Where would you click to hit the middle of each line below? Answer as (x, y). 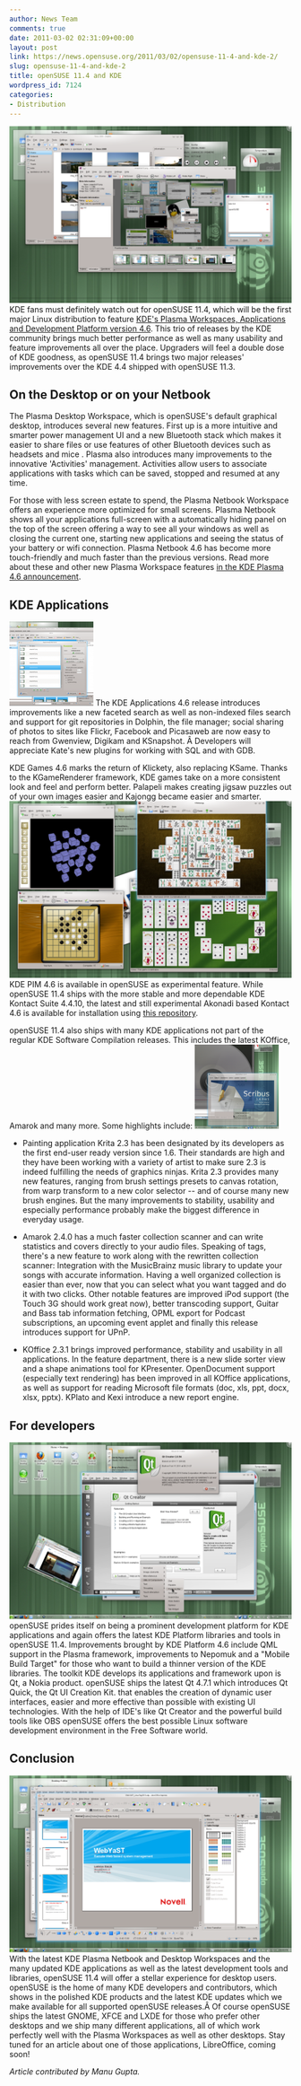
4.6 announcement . (45, 577)
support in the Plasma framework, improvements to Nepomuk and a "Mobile (150, 1654)
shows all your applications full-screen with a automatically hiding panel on (148, 520)
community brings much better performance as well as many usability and (146, 337)
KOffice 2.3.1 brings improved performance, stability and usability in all (152, 1350)
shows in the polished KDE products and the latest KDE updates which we (146, 1996)
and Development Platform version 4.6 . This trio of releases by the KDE (140, 329)
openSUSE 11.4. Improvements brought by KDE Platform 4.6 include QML (144, 1644)
